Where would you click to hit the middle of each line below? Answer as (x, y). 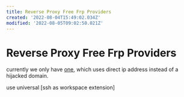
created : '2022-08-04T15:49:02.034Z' (54, 17)
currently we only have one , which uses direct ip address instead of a (92, 69)
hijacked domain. (27, 76)
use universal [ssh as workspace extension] (61, 87)
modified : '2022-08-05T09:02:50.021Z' (55, 23)
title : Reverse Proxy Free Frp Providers (59, 12)
